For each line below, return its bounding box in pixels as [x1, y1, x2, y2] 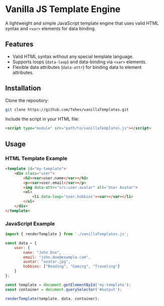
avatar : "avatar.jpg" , [23, 259, 71, 264]
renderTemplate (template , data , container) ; [5, 296, 100, 301]
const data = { [5, 240, 37, 246]
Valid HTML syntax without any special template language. [12, 53, 134, 59]
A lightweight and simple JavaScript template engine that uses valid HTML [5, 20, 159, 26]
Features [5, 40, 34, 49]
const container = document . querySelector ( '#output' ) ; [5, 287, 122, 292]
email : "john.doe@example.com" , [23, 255, 91, 260]
